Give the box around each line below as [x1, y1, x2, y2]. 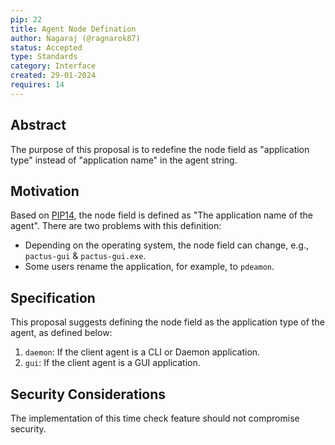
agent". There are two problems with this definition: [10, 220, 222, 232]
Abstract [10, 117, 67, 134]
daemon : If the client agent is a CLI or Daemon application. [24, 346, 261, 358]
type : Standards [10, 52, 78, 62]
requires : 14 [10, 80, 65, 90]
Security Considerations [10, 386, 167, 403]
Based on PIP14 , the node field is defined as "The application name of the [10, 209, 313, 221]
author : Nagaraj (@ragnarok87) [10, 33, 141, 43]
